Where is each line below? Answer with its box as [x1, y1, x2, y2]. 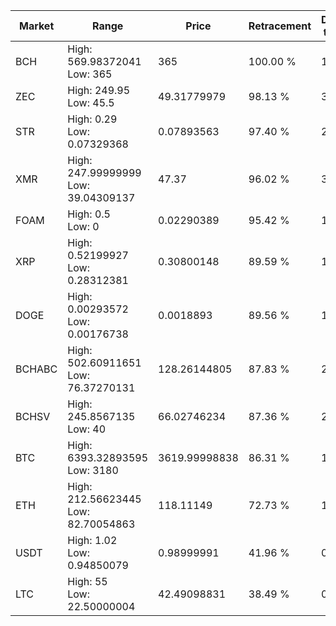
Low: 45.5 [67, 96, 115, 109]
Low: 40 [67, 422, 107, 436]
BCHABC [15, 362, 58, 376]
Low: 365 [67, 67, 113, 81]
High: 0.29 [67, 112, 118, 126]
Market [18, 19, 55, 33]
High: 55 [67, 575, 108, 588]
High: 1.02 [67, 534, 118, 547]
